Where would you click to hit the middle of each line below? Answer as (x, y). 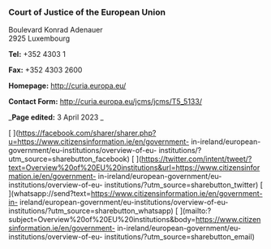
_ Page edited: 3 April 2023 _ (56, 117)
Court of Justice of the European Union (87, 12)
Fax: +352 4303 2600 (45, 70)
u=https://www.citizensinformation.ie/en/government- (99, 142)
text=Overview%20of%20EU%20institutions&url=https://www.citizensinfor (134, 168)
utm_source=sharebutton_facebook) (69, 159)
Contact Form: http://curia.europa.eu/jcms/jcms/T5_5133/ (105, 102)
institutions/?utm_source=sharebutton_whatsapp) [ (93, 211)
